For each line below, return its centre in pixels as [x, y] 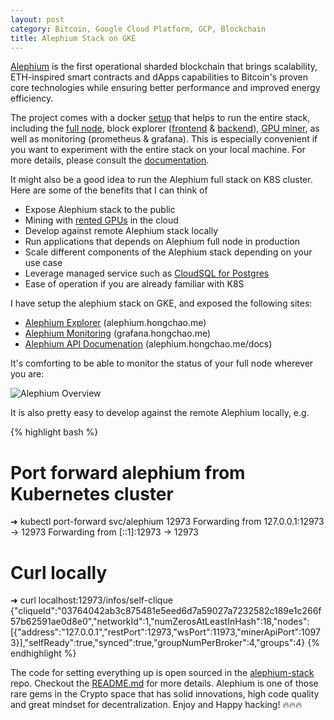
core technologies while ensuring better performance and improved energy [165, 88]
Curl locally [59, 572]
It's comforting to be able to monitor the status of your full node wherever [162, 363]
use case [43, 263]
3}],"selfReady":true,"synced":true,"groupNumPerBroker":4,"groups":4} [158, 643]
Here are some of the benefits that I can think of [109, 190]
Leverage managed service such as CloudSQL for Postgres [147, 273]
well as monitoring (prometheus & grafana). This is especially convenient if [164, 139]
